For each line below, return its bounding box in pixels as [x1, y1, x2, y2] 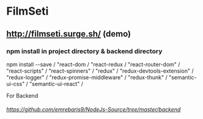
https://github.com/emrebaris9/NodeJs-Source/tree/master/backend [6, 106, 181, 114]
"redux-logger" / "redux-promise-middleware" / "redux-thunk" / [6, 73, 168, 81]
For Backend [6, 92, 39, 99]
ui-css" [6, 80, 25, 87]
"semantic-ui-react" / [29, 80, 84, 87]
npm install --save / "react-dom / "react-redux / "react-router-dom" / [6, 60, 180, 68]
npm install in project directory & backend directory [6, 47, 163, 56]
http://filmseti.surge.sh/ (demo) [6, 29, 131, 39]
